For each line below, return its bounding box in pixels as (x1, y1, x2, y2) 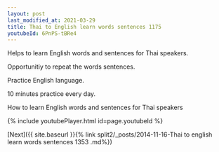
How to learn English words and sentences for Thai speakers (7, 103, 184, 112)
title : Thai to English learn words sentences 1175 (7, 23, 161, 30)
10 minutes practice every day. (7, 90, 96, 98)
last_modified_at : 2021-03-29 (7, 17, 96, 24)
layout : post (7, 10, 46, 18)
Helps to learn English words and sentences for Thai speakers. (7, 49, 189, 57)
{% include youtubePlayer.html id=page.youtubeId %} (7, 117, 164, 125)
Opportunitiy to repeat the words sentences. (7, 62, 135, 71)
